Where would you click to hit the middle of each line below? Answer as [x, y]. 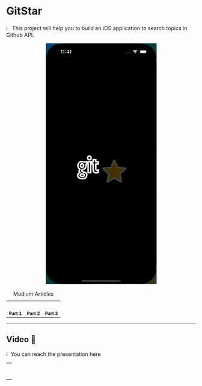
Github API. [20, 35]
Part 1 [15, 313]
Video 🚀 [21, 339]
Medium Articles [33, 294]
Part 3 [51, 313]
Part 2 [33, 313]
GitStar [24, 11]
